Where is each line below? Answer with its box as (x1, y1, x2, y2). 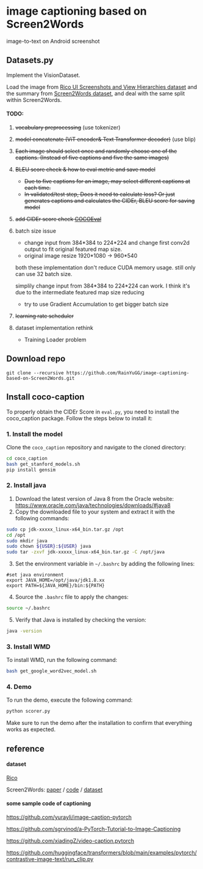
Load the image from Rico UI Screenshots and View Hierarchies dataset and (6, 83, 198, 90)
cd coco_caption (6, 455, 48, 462)
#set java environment (6, 572, 64, 578)
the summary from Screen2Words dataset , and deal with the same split (6, 90, 185, 97)
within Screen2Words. (6, 96, 62, 103)
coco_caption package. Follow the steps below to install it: (6, 414, 153, 422)
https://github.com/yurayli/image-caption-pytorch (6, 813, 132, 821)
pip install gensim (6, 467, 56, 473)
